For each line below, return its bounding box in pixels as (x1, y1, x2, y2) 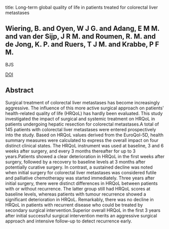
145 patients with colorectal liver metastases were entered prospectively (5, 126, 156, 132)
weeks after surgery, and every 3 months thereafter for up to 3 (5, 148, 136, 154)
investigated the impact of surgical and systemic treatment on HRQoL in (5, 116, 155, 122)
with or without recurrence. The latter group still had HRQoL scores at (5, 185, 151, 192)
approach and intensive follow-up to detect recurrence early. (5, 218, 133, 224)
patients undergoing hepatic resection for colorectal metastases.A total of (5, 121, 159, 127)
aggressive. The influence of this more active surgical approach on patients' (5, 105, 164, 111)
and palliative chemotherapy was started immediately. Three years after (5, 175, 155, 181)
